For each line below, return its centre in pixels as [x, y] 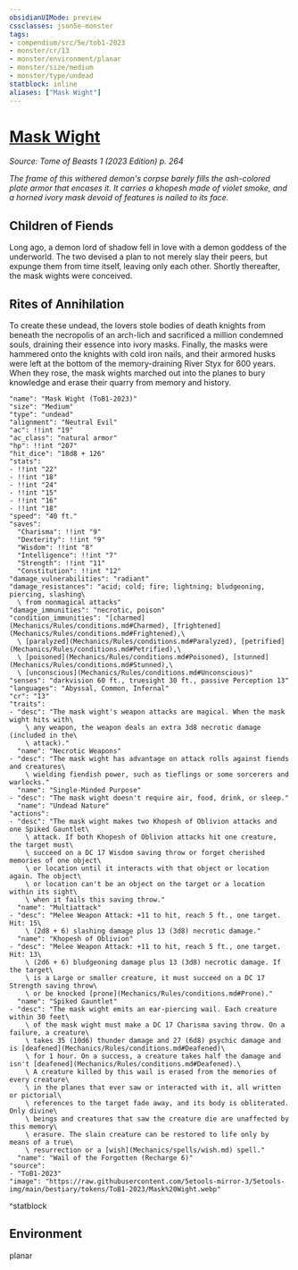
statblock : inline [43, 84]
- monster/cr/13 [39, 51]
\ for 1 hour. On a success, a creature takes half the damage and [153, 1056]
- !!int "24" [33, 485]
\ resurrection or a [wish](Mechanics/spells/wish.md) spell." [145, 1150]
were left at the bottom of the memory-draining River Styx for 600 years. [143, 364]
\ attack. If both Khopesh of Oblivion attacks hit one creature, [151, 837]
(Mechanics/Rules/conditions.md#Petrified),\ [95, 649]
